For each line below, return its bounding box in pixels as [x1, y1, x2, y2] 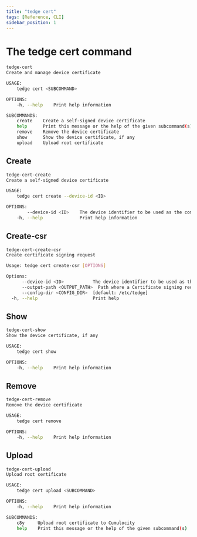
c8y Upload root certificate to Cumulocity [16, 520, 135, 526]
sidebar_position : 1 [6, 19, 57, 25]
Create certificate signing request [6, 252, 96, 258]
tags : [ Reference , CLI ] [6, 14, 64, 20]
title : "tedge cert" [6, 8, 57, 15]
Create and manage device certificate [6, 70, 101, 76]
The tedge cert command [6, 45, 132, 58]
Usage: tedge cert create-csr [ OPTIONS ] [6, 263, 107, 269]
